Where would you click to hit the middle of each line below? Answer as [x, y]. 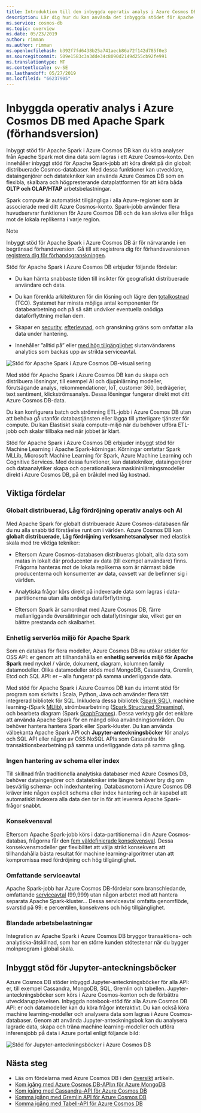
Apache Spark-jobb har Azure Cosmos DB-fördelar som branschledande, [96, 888]
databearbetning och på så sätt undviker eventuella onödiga [89, 309]
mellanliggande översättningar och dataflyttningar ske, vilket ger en [98, 616]
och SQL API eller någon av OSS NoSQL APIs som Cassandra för [86, 739]
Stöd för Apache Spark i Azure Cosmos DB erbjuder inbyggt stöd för [90, 443]
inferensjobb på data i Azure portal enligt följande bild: [73, 1033]
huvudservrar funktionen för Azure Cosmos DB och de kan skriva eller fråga [100, 213]
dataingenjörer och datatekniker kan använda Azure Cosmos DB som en [95, 176]
